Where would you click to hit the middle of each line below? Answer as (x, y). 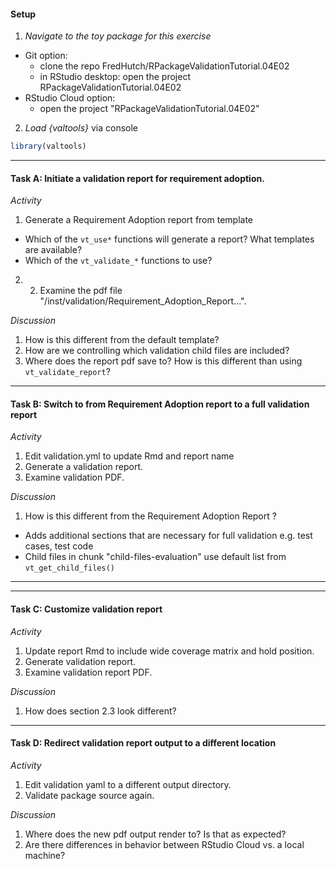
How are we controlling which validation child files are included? (157, 351)
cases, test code (59, 546)
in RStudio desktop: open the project (115, 77)
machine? (45, 855)
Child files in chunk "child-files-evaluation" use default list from (155, 557)
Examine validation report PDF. (88, 672)
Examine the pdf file (81, 291)
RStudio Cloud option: (70, 98)
